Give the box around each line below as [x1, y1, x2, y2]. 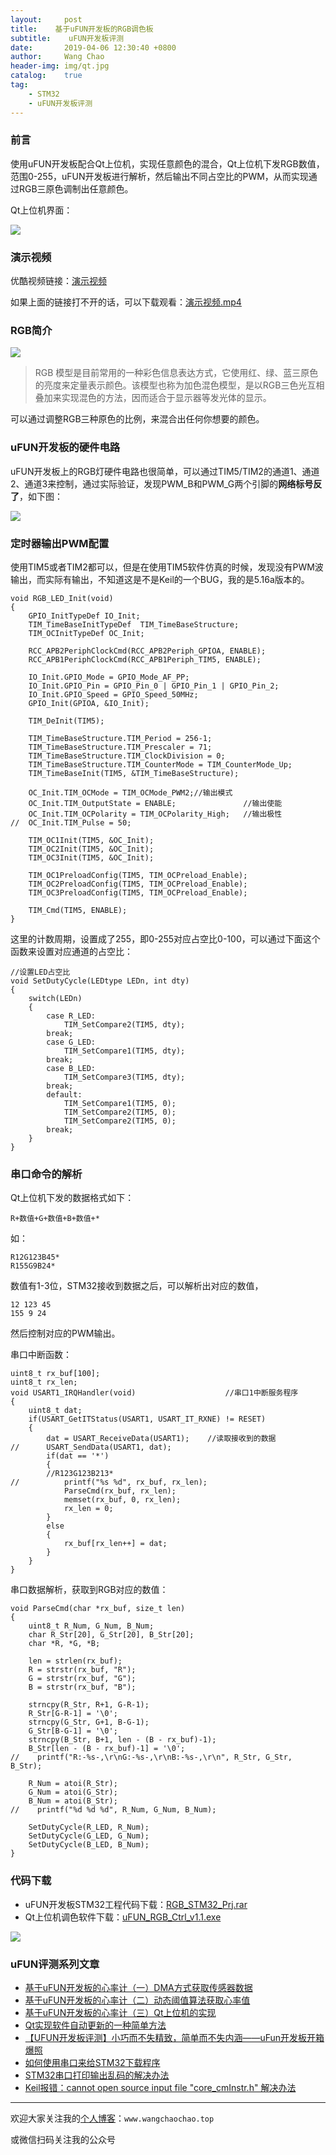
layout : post [10, 14, 83, 25]
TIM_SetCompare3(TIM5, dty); [63, 1072, 186, 1082]
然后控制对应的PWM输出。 [10, 1327, 121, 1340]
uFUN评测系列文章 [10, 1957, 100, 1971]
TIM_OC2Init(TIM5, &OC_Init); [28, 844, 155, 854]
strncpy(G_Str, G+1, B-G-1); [28, 1717, 150, 1728]
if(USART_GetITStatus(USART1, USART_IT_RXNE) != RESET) [28, 1414, 267, 1425]
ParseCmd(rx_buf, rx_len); [63, 1486, 177, 1496]
